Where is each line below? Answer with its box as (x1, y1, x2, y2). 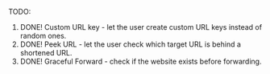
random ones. (19, 31, 67, 40)
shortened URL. (19, 48, 73, 57)
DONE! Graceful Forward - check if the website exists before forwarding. (19, 56, 262, 66)
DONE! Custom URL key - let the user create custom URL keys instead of (19, 23, 263, 31)
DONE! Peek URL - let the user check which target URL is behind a (19, 39, 242, 49)
